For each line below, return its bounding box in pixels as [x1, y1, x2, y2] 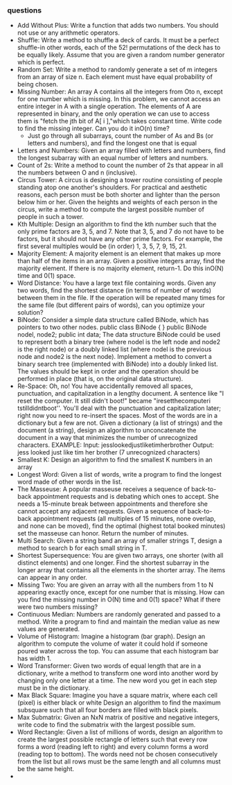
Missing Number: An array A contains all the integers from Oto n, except [17, 87, 223, 96]
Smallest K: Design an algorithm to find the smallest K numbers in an [17, 456, 213, 464]
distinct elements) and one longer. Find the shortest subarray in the [17, 558, 210, 567]
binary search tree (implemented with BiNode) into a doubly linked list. [17, 360, 218, 369]
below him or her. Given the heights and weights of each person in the [17, 198, 218, 206]
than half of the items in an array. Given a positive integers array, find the [17, 257, 226, 265]
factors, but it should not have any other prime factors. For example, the [17, 235, 223, 243]
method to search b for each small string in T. [17, 544, 148, 552]
